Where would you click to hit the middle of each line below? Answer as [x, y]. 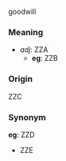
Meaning [26, 32]
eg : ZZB [45, 58]
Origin [21, 79]
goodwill [22, 12]
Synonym [27, 117]
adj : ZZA [34, 50]
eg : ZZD [21, 135]
